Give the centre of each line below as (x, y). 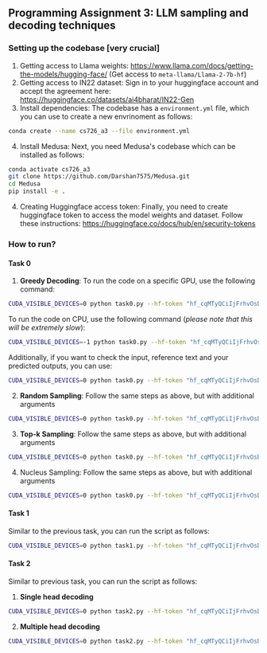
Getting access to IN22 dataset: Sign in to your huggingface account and (139, 82)
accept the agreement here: (65, 91)
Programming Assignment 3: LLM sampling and (128, 13)
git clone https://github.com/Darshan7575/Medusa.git (99, 177)
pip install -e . (37, 192)
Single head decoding (56, 596)
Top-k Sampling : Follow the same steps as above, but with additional (133, 434)
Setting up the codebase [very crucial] (84, 49)
